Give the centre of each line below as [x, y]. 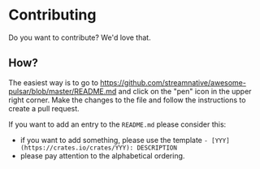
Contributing [52, 15]
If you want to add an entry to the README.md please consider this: [117, 124]
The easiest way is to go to [54, 82]
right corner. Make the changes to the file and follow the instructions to [127, 100]
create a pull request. [44, 108]
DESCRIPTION [157, 148]
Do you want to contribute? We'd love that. [80, 37]
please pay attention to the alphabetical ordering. [102, 155]
